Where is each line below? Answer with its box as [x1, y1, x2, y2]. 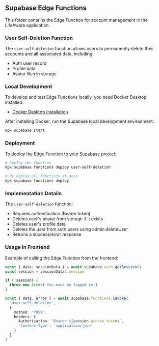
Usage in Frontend [5, 244, 50, 251]
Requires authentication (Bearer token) [12, 211, 91, 217]
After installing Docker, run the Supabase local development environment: [5, 118, 155, 124]
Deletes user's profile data [12, 221, 66, 227]
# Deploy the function [5, 160, 52, 165]
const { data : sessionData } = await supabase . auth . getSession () [5, 264, 141, 269]
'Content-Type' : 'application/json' [18, 323, 93, 328]
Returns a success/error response [12, 231, 81, 237]
